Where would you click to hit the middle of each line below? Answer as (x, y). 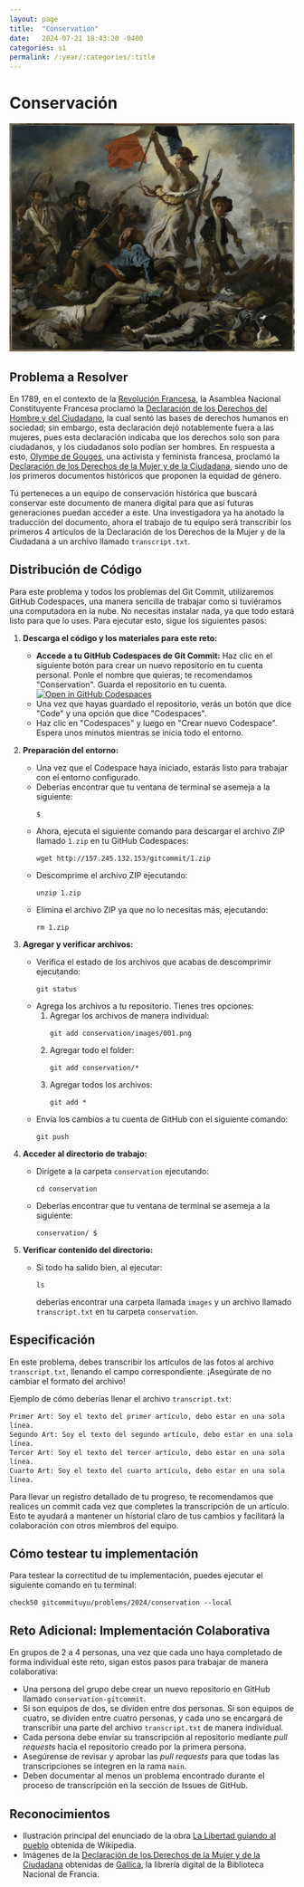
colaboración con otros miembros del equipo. (94, 1525)
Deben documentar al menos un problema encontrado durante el (143, 1776)
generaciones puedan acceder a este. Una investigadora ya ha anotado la (147, 512)
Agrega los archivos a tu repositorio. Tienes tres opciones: (145, 1006)
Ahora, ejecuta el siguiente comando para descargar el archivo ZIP (160, 831)
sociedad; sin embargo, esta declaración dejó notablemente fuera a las (142, 427)
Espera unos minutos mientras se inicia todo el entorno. (140, 733)
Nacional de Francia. (61, 1874)
